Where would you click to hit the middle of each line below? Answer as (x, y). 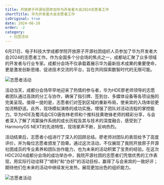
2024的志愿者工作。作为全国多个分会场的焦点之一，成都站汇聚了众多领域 (83, 57)
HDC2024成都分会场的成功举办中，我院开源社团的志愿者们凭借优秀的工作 (79, 155)
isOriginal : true (23, 18)
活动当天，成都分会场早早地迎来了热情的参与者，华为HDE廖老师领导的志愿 (80, 90)
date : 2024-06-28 (23, 23)
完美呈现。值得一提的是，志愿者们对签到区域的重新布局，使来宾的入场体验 (80, 102)
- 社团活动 (19, 37)
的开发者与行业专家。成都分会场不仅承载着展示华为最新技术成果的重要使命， (82, 63)
